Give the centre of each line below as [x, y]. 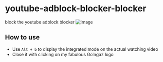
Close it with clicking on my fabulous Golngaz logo [63, 54]
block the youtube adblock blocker [40, 22]
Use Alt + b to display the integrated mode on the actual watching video [85, 49]
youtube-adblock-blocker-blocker [76, 9]
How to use [22, 37]
